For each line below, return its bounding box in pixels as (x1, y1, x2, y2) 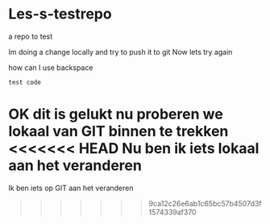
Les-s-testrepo (8, 5, 112, 23)
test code (8, 78, 42, 86)
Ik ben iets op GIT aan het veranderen (8, 183, 134, 193)
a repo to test (8, 31, 53, 41)
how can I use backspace (8, 62, 93, 73)
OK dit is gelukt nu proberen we (8, 106, 223, 123)
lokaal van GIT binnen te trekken (8, 122, 229, 141)
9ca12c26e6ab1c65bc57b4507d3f (148, 198, 262, 208)
